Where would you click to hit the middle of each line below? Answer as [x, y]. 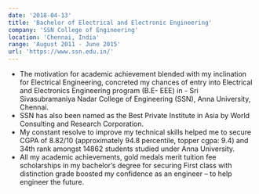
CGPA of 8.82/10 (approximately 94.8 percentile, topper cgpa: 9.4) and [134, 140]
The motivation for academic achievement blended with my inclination [133, 74]
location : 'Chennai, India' [54, 37]
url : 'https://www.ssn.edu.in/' [61, 52]
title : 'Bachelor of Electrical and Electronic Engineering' [110, 23]
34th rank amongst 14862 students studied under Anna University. [127, 149]
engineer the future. [52, 182]
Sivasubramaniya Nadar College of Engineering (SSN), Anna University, [135, 99]
